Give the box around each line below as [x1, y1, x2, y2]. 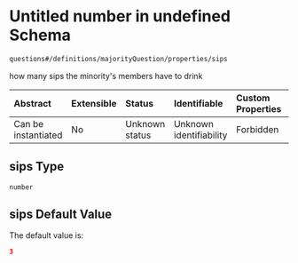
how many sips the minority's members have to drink [9, 70, 203, 81]
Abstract [13, 97, 51, 109]
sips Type [9, 159, 65, 174]
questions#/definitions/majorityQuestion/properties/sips [9, 54, 228, 63]
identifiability [173, 129, 228, 141]
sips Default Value [9, 207, 113, 222]
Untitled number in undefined [9, 6, 231, 27]
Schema [9, 25, 71, 45]
